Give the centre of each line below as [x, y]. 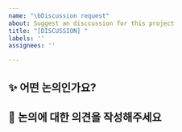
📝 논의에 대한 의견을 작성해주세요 [85, 117]
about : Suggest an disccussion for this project [91, 23]
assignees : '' [32, 46]
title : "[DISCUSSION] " [48, 31]
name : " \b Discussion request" [59, 16]
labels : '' [27, 38]
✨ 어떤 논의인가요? [52, 87]
